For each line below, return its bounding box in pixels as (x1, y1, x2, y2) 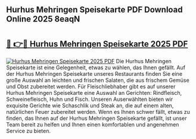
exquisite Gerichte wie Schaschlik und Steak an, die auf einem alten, (6, 102, 174, 109)
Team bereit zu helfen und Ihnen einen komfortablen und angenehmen (6, 121, 179, 128)
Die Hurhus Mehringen (116, 58, 172, 64)
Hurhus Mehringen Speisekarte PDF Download (6, 5, 183, 15)
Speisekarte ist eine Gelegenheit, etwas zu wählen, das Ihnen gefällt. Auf (6, 64, 186, 71)
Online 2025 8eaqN (6, 14, 80, 24)
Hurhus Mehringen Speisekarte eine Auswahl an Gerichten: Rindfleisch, (6, 89, 182, 96)
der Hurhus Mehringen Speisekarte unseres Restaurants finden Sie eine (6, 70, 183, 77)
